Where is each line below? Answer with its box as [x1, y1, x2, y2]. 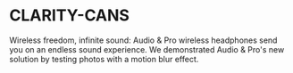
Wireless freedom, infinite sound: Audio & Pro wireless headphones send [9, 35, 278, 45]
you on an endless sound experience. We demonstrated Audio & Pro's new [9, 44, 285, 54]
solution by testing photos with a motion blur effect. [9, 53, 199, 64]
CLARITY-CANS [9, 5, 130, 26]
